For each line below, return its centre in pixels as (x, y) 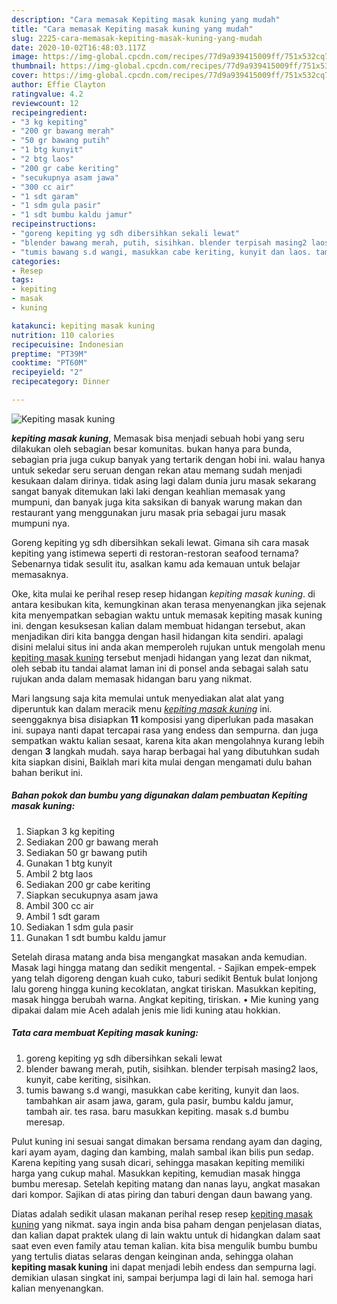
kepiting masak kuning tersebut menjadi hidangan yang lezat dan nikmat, (162, 657)
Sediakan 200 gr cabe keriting (88, 884)
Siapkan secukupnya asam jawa (92, 895)
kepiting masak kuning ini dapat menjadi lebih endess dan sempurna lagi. (164, 1267)
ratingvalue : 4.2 (47, 94)
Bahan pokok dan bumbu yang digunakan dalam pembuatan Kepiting (159, 795)
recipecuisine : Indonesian (67, 344)
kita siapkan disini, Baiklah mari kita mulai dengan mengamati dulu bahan (162, 762)
